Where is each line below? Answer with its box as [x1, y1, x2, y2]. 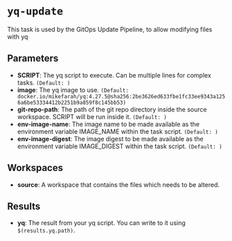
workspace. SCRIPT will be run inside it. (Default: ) [17, 112, 168, 120]
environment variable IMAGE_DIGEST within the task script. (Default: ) [17, 142, 223, 150]
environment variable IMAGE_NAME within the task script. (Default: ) [17, 127, 218, 136]
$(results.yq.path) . [17, 226, 75, 235]
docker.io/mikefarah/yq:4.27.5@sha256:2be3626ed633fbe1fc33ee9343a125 [17, 93, 226, 100]
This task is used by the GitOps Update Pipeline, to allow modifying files [7, 25, 213, 33]
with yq [7, 33, 28, 41]
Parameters [7, 53, 59, 64]
